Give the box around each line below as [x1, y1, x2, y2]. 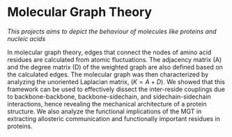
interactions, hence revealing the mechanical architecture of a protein [7, 99, 207, 108]
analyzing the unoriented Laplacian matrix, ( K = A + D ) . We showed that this [7, 77, 225, 86]
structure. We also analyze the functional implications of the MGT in [7, 107, 202, 115]
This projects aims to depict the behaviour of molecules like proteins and [7, 27, 217, 35]
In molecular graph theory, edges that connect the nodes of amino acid [7, 48, 212, 56]
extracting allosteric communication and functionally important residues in [7, 114, 221, 122]
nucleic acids [7, 34, 46, 42]
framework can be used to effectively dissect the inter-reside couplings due [7, 85, 225, 93]
